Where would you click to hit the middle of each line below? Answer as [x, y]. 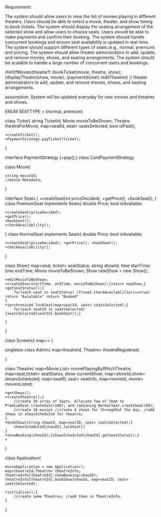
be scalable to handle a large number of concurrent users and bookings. [77, 63]
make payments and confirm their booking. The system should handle [75, 37]
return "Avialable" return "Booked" [42, 297]
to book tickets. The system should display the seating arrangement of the [79, 27]
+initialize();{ [21, 492]
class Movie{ [18, 167]
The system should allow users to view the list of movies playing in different [80, 16]
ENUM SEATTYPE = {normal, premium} [44, 111]
